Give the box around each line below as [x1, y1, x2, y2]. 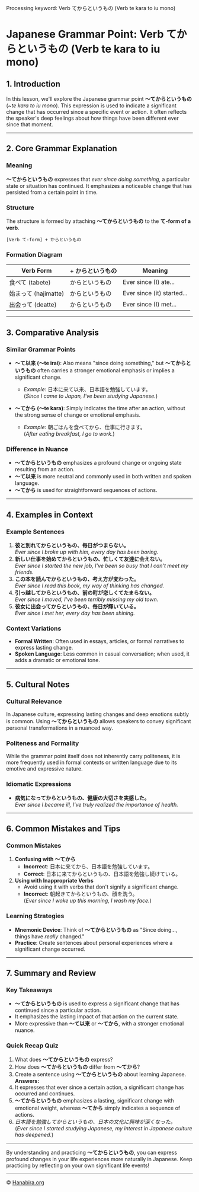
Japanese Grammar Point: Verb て [6, 28, 176, 41]
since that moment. [6, 121, 53, 128]
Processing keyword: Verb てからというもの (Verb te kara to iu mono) [6, 5, 176, 11]
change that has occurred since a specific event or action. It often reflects [6, 108, 187, 115]
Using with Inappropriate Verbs [14, 877, 94, 884]
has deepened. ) [14, 1131, 54, 1138]
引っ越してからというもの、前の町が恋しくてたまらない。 [14, 589, 155, 596]
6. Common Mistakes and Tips [6, 823, 121, 833]
